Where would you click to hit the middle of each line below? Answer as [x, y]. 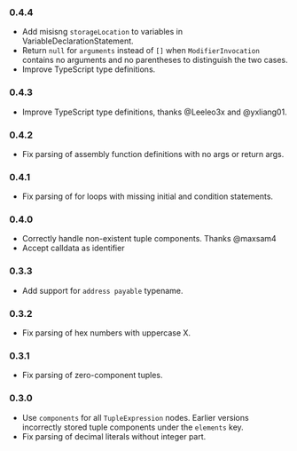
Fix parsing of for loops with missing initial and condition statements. [147, 196]
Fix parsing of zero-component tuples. [92, 376]
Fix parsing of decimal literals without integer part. [114, 436]
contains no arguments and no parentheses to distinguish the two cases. [155, 60]
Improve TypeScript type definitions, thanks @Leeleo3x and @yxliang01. [154, 112]
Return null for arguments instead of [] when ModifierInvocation [141, 51]
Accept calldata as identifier [73, 248]
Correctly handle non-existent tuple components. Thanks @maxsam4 [149, 239]
